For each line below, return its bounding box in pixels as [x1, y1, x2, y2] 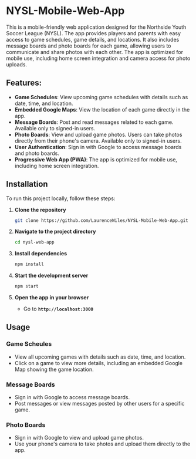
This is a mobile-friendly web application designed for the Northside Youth [6, 23, 187, 31]
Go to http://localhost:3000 [23, 305, 94, 312]
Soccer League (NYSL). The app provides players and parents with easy [6, 29, 181, 36]
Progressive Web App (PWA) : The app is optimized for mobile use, [14, 156, 178, 163]
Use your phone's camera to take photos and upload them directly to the [14, 440, 191, 447]
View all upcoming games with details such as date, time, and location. [14, 353, 186, 360]
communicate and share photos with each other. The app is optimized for [6, 48, 184, 55]
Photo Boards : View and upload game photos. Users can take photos [14, 131, 183, 138]
